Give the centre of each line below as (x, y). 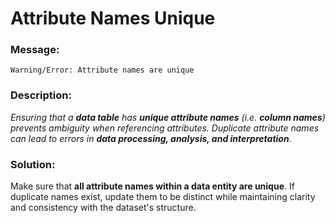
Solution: (33, 164)
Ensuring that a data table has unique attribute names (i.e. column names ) (168, 117)
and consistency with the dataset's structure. (103, 208)
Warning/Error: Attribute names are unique (102, 70)
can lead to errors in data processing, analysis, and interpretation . (151, 138)
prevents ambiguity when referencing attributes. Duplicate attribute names (165, 128)
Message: (35, 50)
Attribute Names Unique (113, 18)
